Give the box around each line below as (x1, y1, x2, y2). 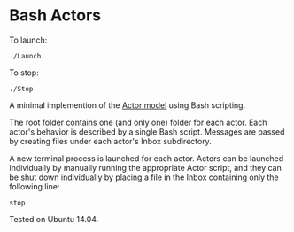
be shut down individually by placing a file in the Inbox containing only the (9, 172, 279, 182)
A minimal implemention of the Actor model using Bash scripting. (9, 99, 246, 111)
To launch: (9, 35, 48, 45)
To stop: (9, 67, 40, 78)
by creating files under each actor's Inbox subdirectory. (9, 135, 213, 146)
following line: (9, 181, 60, 191)
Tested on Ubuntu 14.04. (9, 213, 99, 224)
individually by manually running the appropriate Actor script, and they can (9, 162, 282, 173)
